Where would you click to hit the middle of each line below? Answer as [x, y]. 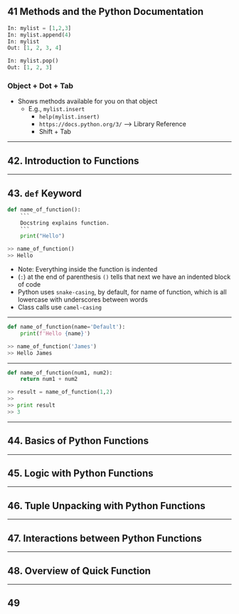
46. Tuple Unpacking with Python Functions [107, 506]
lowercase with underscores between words [83, 300]
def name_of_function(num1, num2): [60, 373]
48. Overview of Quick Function [79, 571]
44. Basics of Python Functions [78, 441]
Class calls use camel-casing [59, 307]
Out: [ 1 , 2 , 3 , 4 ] [34, 48]
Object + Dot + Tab [40, 86]
